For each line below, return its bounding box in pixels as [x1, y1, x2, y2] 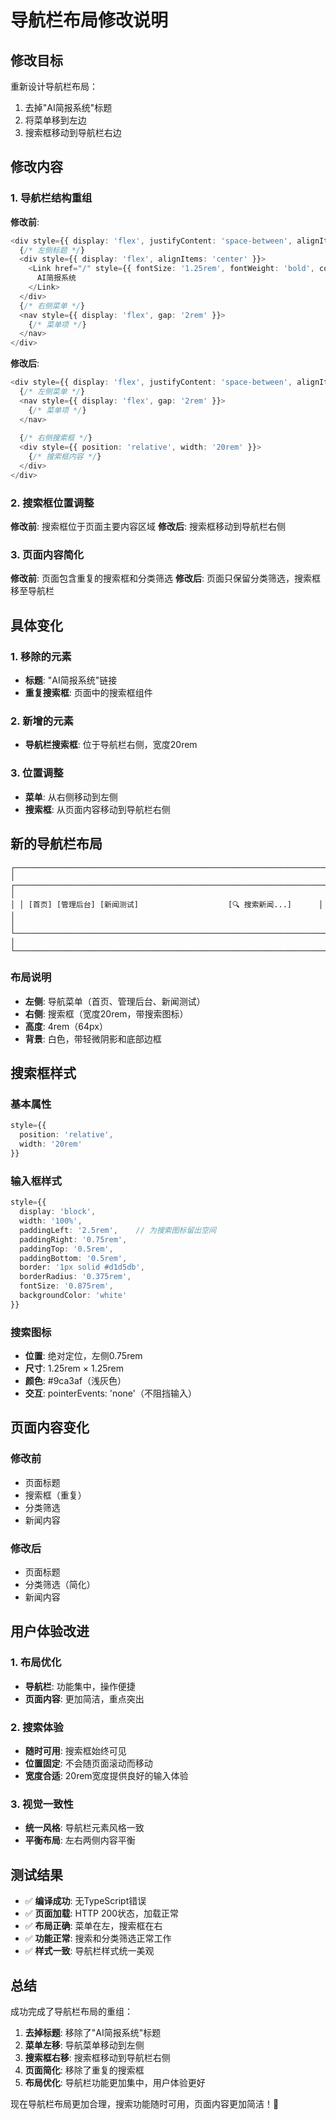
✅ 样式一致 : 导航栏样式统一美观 [24, 1945, 155, 1957]
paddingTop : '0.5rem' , [19, 1244, 114, 1254]
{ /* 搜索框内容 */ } [28, 452, 102, 462]
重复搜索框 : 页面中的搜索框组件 [24, 687, 153, 699]
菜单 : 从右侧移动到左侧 [24, 791, 118, 803]
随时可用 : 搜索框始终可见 [24, 1745, 127, 1757]
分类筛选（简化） [24, 1579, 96, 1591]
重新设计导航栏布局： [10, 81, 98, 92]
